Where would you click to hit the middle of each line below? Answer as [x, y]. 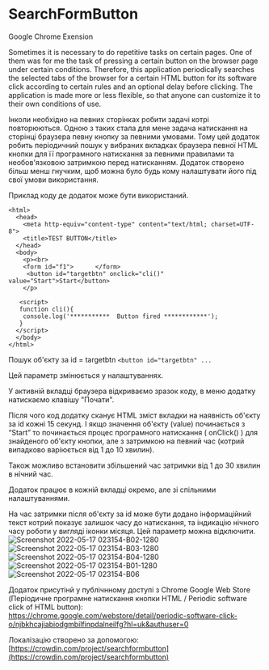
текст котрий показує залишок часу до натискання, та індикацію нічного [134, 522]
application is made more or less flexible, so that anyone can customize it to [134, 95]
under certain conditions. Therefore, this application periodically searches [131, 69]
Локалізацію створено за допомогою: [74, 639]
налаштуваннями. [39, 498]
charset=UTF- [232, 224]
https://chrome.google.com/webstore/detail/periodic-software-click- [123, 615]
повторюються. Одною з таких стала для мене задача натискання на [128, 128]
